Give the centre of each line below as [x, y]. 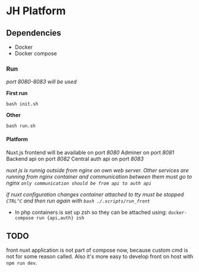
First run [17, 93]
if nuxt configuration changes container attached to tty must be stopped [95, 194]
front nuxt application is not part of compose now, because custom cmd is [97, 250]
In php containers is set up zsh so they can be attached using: [91, 212]
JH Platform [36, 11]
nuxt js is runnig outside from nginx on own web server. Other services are [97, 170]
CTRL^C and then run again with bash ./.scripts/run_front [78, 201]
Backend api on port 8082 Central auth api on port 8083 [75, 159]
